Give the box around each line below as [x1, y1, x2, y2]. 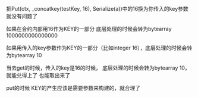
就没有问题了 [6, 12, 37, 20]
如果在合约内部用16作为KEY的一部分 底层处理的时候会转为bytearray [6, 26, 172, 32]
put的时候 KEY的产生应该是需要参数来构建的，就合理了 [6, 85, 141, 91]
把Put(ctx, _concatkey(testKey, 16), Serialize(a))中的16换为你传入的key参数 [6, 5, 188, 12]
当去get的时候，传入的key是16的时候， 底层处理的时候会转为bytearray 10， [6, 64, 190, 71]
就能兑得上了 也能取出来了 [6, 72, 70, 79]
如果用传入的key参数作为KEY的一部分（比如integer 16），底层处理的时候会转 [6, 44, 193, 51]
